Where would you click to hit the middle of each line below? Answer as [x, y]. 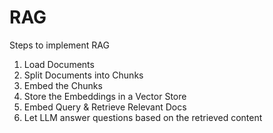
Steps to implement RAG [59, 45]
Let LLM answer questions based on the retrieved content [143, 117]
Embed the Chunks [63, 85]
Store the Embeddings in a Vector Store [105, 96]
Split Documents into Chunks [83, 75]
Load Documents [59, 64]
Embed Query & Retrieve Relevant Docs [105, 107]
